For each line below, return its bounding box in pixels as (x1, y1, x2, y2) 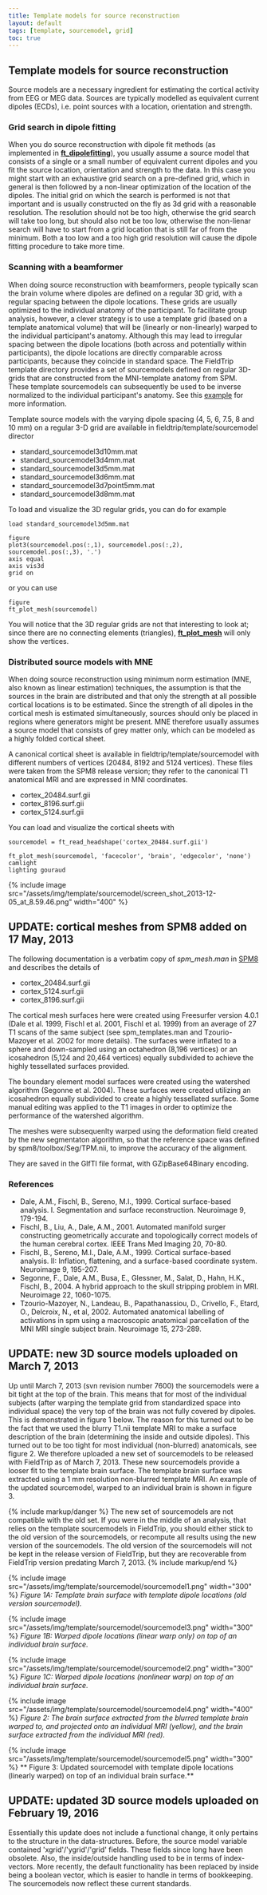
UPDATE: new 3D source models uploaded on (8, 1347, 238, 1361)
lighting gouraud (8, 866, 66, 874)
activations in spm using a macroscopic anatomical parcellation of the (19, 1316, 249, 1325)
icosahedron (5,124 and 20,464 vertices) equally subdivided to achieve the (8, 1052, 253, 1063)
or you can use (8, 582, 57, 592)
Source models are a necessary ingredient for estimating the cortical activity (8, 85, 260, 94)
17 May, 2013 (8, 932, 74, 947)
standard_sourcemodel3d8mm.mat (19, 489, 135, 499)
